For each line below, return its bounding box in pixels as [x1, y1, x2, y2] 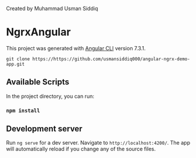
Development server [6, 124, 83, 134]
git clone [6, 56, 31, 62]
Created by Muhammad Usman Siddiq [6, 5, 99, 12]
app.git [6, 61, 25, 67]
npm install [6, 107, 40, 114]
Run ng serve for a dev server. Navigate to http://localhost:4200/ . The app [6, 139, 191, 146]
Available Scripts [6, 77, 69, 87]
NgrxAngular [6, 26, 71, 39]
